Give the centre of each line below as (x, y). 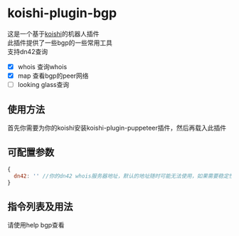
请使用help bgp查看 (36, 225)
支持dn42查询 (28, 51)
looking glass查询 (43, 85)
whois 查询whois (42, 66)
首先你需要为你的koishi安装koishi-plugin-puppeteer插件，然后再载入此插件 (117, 128)
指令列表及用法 (40, 206)
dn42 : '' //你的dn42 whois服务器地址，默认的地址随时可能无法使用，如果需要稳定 (121, 176)
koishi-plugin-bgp (62, 13)
